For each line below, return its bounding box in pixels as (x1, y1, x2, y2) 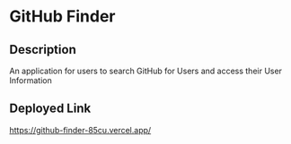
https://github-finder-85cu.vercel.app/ (9, 124, 152, 135)
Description (9, 42, 76, 57)
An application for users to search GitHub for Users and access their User (9, 65, 283, 76)
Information (9, 75, 52, 86)
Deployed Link (9, 101, 92, 116)
